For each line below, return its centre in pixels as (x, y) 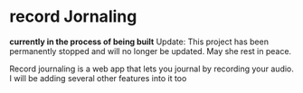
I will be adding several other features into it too (98, 78)
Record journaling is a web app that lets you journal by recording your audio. (151, 69)
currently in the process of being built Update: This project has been (139, 42)
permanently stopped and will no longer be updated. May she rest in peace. (151, 51)
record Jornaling (73, 17)
